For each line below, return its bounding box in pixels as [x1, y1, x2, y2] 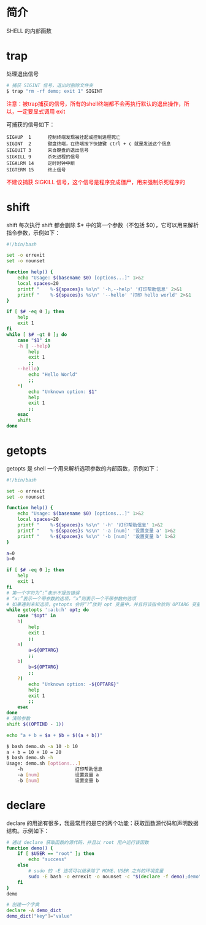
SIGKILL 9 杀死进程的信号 [6, 154, 80, 160]
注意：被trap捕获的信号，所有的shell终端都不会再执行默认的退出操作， [6, 100, 184, 107]
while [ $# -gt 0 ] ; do [6, 331, 67, 338]
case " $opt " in [17, 612, 56, 619]
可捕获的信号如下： [6, 120, 55, 128]
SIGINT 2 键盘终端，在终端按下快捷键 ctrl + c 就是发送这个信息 [6, 141, 171, 147]
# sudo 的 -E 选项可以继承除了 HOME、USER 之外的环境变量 [28, 868, 164, 874]
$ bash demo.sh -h [6, 755, 53, 761]
